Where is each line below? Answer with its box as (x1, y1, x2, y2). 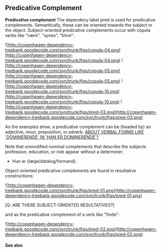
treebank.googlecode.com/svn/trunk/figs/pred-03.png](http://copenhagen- (5, 109, 157, 115)
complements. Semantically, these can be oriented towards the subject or (5, 22, 153, 28)
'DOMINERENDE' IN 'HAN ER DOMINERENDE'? (5, 134, 99, 140)
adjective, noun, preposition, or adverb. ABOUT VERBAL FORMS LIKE (5, 129, 144, 135)
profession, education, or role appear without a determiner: (5, 149, 124, 155)
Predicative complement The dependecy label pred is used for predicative (5, 17, 156, 22)
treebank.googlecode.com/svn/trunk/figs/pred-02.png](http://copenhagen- (5, 226, 157, 232)
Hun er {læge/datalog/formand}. (12, 158, 77, 164)
